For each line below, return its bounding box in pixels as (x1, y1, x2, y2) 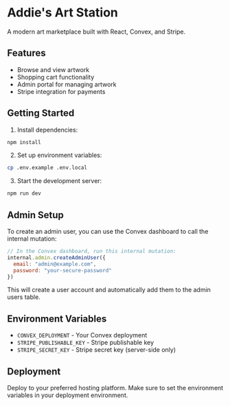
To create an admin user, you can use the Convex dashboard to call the (7, 228, 209, 235)
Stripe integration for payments (16, 87, 106, 95)
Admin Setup (7, 209, 64, 221)
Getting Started (7, 108, 75, 119)
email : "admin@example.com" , (13, 261, 97, 267)
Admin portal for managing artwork (16, 80, 117, 88)
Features (7, 47, 46, 59)
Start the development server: (16, 177, 102, 185)
